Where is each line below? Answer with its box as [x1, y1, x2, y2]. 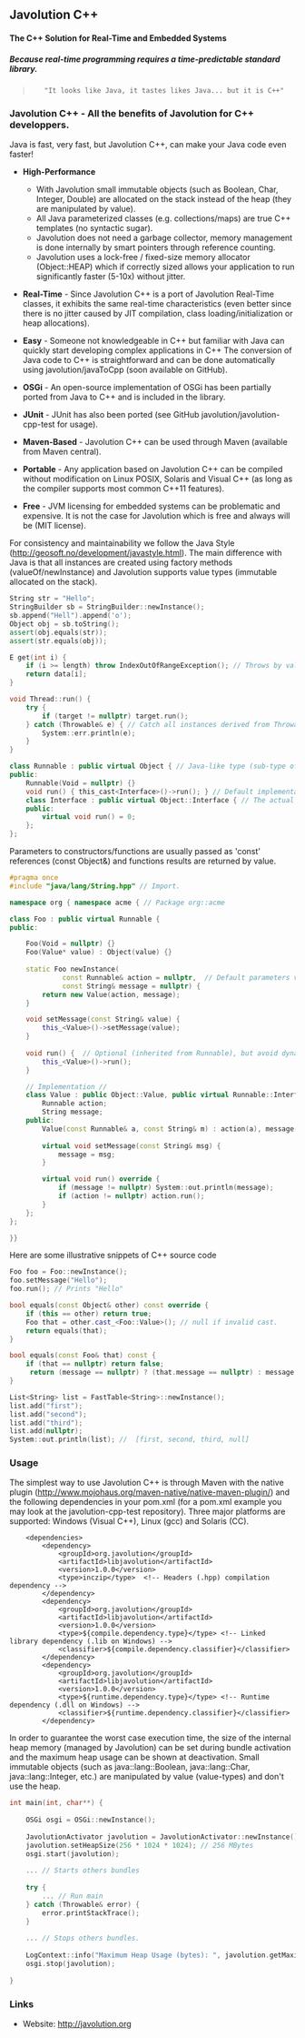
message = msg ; [57, 1150, 116, 1159]
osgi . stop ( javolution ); [25, 1960, 116, 1969]
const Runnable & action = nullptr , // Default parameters [62, 973, 290, 982]
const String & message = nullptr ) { [62, 982, 202, 991]
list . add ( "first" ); [9, 1401, 84, 1410]
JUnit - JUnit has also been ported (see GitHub [22, 409, 200, 420]
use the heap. [9, 1781, 61, 1791]
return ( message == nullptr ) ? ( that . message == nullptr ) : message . [29, 1368, 299, 1377]
